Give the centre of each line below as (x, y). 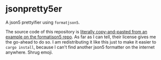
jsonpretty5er (34, 9)
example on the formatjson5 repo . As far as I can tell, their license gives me (81, 37)
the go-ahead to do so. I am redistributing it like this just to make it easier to (81, 42)
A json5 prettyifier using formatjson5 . (43, 22)
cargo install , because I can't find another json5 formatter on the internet (80, 47)
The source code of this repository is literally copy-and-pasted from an (76, 31)
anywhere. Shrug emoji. (29, 52)
